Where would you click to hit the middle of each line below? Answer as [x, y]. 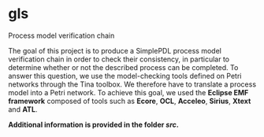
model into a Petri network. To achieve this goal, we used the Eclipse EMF [128, 92]
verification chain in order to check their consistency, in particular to [119, 59]
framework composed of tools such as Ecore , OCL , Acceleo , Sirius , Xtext [130, 101]
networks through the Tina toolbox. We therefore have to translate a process [132, 84]
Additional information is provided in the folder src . [93, 124]
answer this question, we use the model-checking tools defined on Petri [125, 76]
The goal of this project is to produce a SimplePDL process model [115, 50]
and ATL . [23, 109]
